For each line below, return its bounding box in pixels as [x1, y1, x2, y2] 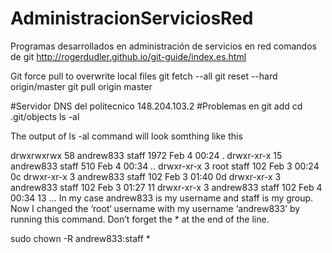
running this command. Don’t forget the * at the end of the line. [10, 213, 270, 225]
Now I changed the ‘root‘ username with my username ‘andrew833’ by [10, 202, 301, 214]
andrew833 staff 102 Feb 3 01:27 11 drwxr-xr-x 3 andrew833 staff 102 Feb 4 [10, 181, 323, 193]
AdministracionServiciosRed [10, 7, 254, 30]
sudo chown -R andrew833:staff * [10, 232, 151, 244]
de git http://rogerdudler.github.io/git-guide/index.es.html [10, 50, 247, 62]
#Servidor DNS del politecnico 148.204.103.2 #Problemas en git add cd [10, 100, 303, 112]
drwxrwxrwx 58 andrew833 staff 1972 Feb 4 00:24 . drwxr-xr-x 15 [10, 149, 283, 161]
